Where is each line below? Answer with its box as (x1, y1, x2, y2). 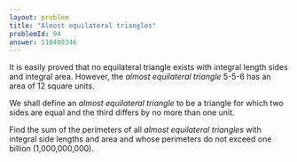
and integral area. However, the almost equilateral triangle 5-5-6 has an (9, 72, 272, 82)
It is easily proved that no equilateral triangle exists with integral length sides (9, 62, 288, 73)
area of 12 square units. (9, 81, 95, 91)
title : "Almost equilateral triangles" (9, 21, 157, 30)
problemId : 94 (9, 29, 62, 38)
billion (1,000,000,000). (9, 143, 95, 154)
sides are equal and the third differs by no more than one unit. (9, 107, 235, 118)
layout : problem (9, 12, 69, 22)
